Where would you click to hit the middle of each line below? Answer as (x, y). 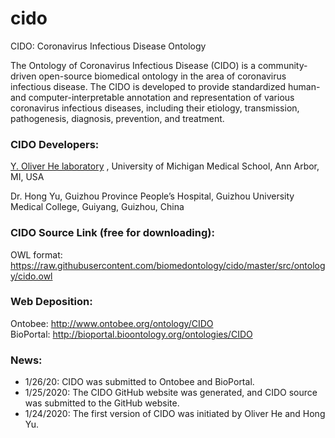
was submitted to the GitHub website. (102, 403)
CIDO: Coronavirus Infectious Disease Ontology (108, 46)
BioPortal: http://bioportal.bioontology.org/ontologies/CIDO (131, 334)
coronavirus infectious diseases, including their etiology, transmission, (155, 108)
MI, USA (27, 177)
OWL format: (36, 254)
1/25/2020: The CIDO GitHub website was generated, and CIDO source (171, 393)
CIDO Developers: (55, 144)
